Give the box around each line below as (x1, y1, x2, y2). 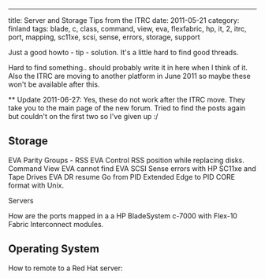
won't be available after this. (8, 80, 100, 89)
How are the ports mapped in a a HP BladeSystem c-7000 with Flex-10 (8, 210, 238, 221)
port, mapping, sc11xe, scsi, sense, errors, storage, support (8, 32, 200, 42)
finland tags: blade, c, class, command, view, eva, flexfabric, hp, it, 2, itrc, (8, 24, 247, 33)
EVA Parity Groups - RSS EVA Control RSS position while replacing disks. (8, 155, 244, 165)
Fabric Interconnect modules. (8, 219, 104, 229)
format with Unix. (8, 180, 65, 190)
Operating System (8, 242, 100, 256)
